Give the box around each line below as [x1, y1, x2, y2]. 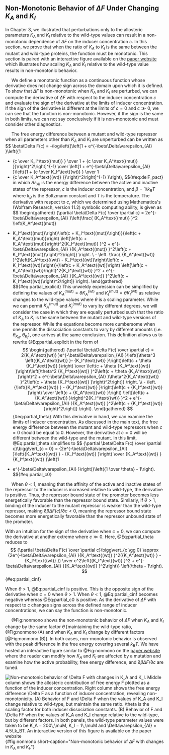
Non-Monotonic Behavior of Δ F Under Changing [5, 4, 159, 13]
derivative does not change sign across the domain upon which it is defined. [5, 83, 163, 89]
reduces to [5, 539, 28, 545]
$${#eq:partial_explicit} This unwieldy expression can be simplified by [12, 284, 158, 290]
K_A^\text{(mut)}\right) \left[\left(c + [12, 236, 87, 242]
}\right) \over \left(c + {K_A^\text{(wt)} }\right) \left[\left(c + [27, 390, 149, 396]
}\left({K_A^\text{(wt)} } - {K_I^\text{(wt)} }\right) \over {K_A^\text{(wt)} [12, 451, 158, 457]
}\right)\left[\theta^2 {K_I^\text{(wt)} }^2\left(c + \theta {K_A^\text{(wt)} [15, 368, 161, 374]
